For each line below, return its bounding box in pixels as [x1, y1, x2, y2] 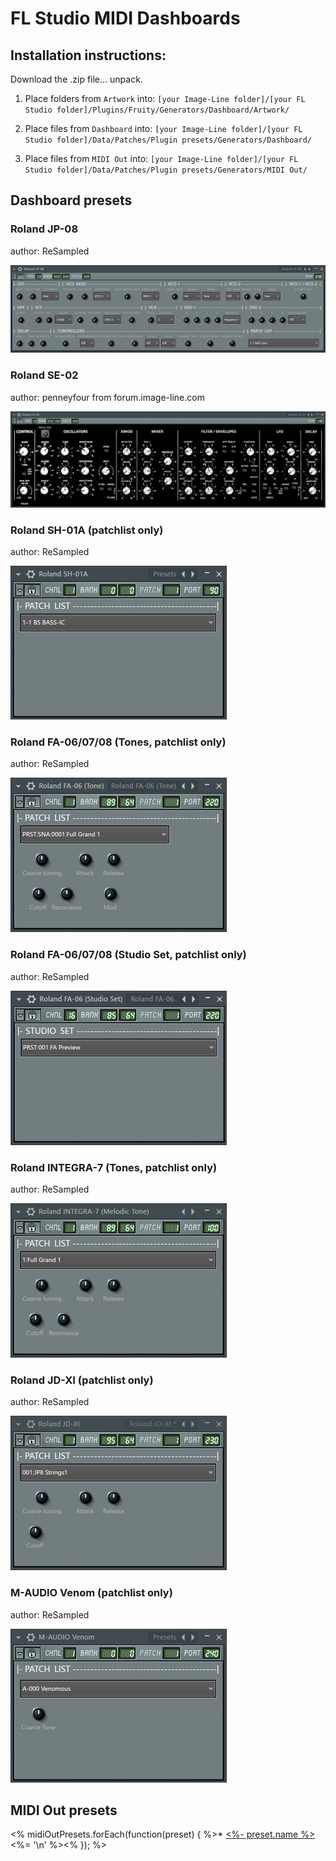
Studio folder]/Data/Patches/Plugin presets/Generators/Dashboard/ [24, 135, 312, 145]
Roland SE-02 [10, 368, 79, 382]
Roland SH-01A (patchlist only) [10, 523, 164, 537]
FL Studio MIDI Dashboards [10, 7, 241, 30]
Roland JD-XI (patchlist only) [10, 1373, 154, 1387]
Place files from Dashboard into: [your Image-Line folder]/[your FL [24, 123, 303, 134]
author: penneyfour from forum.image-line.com [10, 391, 205, 403]
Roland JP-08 [10, 222, 79, 236]
